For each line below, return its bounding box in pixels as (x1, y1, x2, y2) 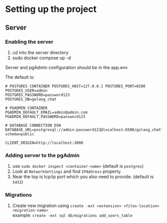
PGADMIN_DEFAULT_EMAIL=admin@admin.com (5, 110, 88, 115)
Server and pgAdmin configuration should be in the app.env (5, 64, 128, 70)
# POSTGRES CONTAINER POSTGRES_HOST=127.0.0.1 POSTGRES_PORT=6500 (5, 84, 146, 89)
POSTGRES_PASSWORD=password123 (5, 92, 70, 98)
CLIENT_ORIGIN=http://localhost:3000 (5, 140, 83, 145)
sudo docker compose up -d (12, 55, 71, 61)
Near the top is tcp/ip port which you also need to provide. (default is (12, 174, 154, 180)
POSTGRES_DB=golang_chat (5, 97, 57, 102)
